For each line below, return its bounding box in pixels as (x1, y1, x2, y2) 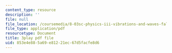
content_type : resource (5, 7, 56, 13)
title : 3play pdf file (5, 36, 54, 41)
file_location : (5, 21, 38, 27)
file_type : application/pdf (5, 26, 66, 31)
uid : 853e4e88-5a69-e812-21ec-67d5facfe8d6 (5, 40, 100, 45)
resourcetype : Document (5, 31, 56, 36)
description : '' (5, 12, 40, 17)
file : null (5, 17, 29, 22)
